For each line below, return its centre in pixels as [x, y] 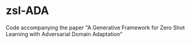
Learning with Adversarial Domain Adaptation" [64, 34]
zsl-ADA [28, 11]
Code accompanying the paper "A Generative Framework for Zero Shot [95, 28]
